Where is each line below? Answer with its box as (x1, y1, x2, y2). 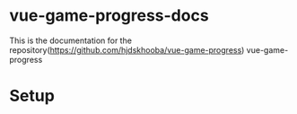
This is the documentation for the (9, 35, 133, 46)
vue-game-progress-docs (9, 5, 209, 26)
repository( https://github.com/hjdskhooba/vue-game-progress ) (9, 44, 245, 55)
